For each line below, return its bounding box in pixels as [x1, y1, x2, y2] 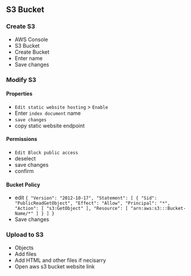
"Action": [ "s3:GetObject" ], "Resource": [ [14, 206, 128, 212]
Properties [6, 90, 33, 97]
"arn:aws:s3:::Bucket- [130, 206, 186, 212]
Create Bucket [14, 48, 50, 55]
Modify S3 [6, 75, 36, 84]
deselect [14, 155, 36, 162]
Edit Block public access [14, 150, 78, 156]
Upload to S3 [6, 231, 44, 239]
